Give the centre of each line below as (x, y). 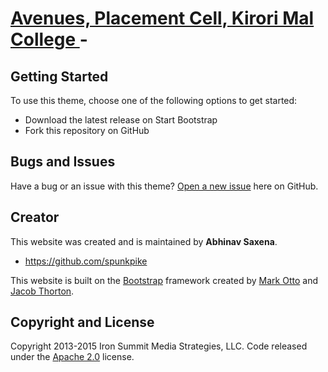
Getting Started (59, 76)
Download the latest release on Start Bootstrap (121, 120)
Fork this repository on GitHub (87, 130)
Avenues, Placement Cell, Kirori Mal (162, 18)
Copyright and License (82, 322)
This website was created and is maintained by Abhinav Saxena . (144, 241)
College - (49, 39)
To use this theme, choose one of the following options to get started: (154, 100)
